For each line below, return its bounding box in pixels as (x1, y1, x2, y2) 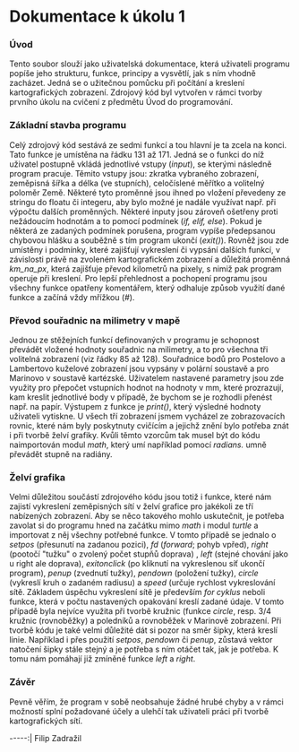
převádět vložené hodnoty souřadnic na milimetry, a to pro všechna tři (9, 344, 269, 355)
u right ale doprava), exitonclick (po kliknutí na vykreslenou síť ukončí (9, 558, 266, 569)
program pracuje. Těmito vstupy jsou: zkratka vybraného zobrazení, (9, 168, 260, 178)
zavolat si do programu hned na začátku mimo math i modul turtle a (9, 520, 259, 531)
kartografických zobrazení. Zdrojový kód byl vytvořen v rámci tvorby (9, 87, 262, 98)
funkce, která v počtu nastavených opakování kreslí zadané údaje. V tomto (9, 596, 285, 607)
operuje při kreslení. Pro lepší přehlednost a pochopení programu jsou (9, 272, 268, 283)
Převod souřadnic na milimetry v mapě (9, 314, 181, 326)
